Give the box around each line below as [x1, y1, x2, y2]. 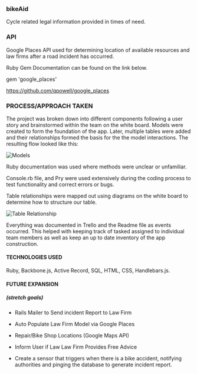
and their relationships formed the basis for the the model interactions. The [6, 134, 189, 141]
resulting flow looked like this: [6, 140, 78, 147]
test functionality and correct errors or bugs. [6, 181, 114, 188]
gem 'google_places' [6, 76, 57, 83]
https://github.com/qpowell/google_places [6, 87, 110, 94]
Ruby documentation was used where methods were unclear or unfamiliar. [6, 163, 187, 170]
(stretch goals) [6, 294, 44, 301]
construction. [6, 240, 38, 247]
